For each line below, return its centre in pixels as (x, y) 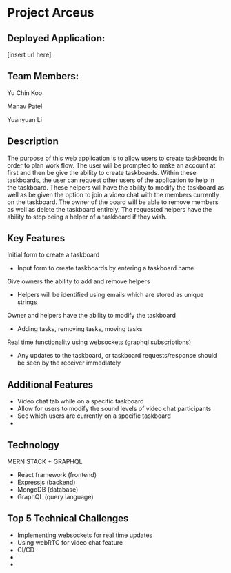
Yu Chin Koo (25, 93)
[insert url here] (29, 54)
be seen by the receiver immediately (69, 363)
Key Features (36, 238)
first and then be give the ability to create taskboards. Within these (102, 172)
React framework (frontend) (57, 475)
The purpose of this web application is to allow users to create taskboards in (116, 158)
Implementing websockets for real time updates (85, 535)
